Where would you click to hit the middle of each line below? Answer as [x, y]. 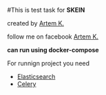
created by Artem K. [35, 23]
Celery [26, 84]
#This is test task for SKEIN [46, 10]
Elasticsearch [36, 76]
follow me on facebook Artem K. [53, 36]
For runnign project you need [49, 63]
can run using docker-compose [53, 50]
